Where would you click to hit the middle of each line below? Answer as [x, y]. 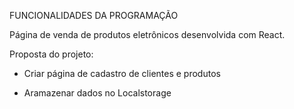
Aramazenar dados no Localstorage [97, 93]
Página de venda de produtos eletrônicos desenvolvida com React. [147, 34]
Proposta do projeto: [51, 54]
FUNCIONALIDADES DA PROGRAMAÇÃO [94, 15]
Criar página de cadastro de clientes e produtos [122, 73]
